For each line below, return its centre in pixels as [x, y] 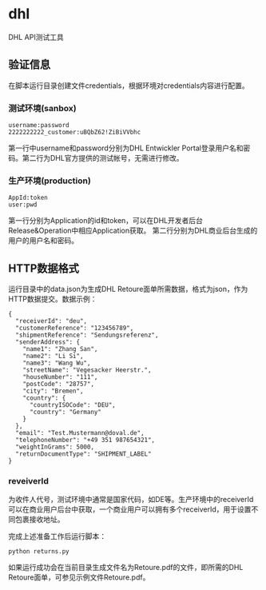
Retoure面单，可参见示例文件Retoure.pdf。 [79, 577]
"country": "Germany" [66, 413]
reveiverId [29, 481]
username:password [39, 126]
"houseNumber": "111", [60, 377]
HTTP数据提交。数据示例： [53, 299]
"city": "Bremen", [53, 391]
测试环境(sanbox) [43, 108]
